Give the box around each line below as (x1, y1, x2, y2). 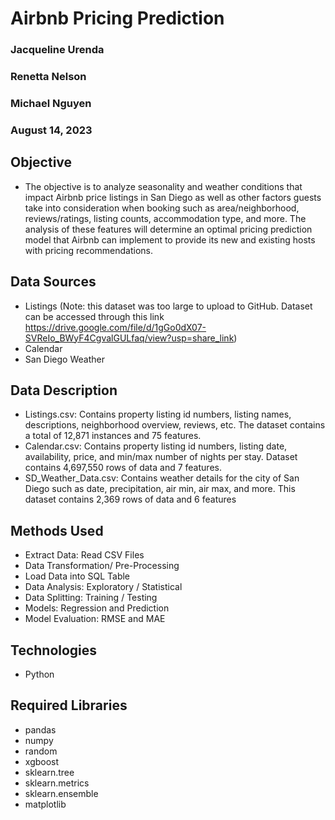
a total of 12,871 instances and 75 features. (24, 430, 202, 442)
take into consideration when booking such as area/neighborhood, (24, 202, 300, 214)
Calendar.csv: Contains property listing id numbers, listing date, (24, 440, 288, 452)
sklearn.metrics (24, 777, 90, 789)
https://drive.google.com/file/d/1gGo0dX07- (24, 321, 207, 333)
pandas (24, 723, 57, 736)
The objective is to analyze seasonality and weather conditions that (24, 180, 303, 192)
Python (24, 668, 55, 680)
